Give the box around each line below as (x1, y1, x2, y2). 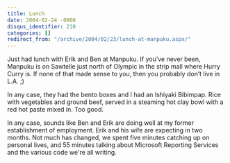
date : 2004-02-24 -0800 (7, 17, 76, 24)
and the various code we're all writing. (7, 148, 117, 157)
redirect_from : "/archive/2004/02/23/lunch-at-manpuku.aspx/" (7, 36, 191, 43)
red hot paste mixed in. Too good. (7, 105, 104, 114)
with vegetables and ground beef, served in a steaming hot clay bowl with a (7, 98, 224, 106)
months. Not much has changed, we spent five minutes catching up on (7, 133, 210, 142)
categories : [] (7, 29, 51, 37)
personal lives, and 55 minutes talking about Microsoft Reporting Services (7, 141, 219, 149)
